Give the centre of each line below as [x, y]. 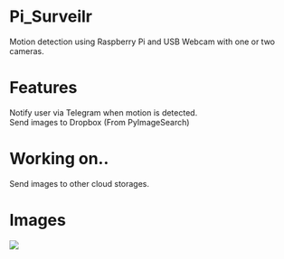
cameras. [27, 51]
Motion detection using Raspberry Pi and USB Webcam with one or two [142, 42]
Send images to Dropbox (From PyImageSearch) [99, 122]
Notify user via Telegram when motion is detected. [104, 112]
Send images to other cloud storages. [80, 183]
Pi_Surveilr [51, 17]
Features [43, 88]
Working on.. [59, 159]
